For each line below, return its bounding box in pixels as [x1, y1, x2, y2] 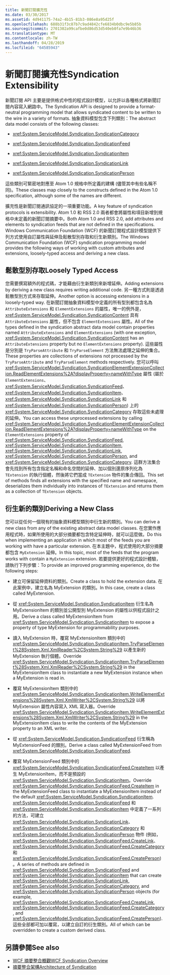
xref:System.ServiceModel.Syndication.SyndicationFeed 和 [12, 800, 136, 806]
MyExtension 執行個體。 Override [12, 653, 82, 659]
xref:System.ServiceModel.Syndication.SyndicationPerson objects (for [12, 888, 160, 895]
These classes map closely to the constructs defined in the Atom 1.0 [16, 187, 158, 193]
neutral [5, 109, 20, 115]
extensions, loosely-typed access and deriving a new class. [5, 250, 130, 256]
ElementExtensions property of [5, 431, 69, 438]
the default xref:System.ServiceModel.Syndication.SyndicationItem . [12, 794, 154, 800]
